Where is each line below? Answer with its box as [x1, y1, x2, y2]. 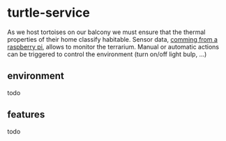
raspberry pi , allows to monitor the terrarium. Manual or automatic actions [7, 42, 220, 51]
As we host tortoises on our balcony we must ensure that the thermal [7, 28, 206, 36]
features [7, 109, 45, 121]
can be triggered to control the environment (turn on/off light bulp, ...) [7, 50, 207, 58]
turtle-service [7, 5, 91, 21]
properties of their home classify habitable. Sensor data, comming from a [7, 35, 218, 43]
